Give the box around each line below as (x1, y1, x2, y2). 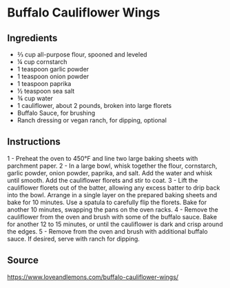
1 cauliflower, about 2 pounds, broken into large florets (17, 102, 172, 109)
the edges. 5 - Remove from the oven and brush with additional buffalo (7, 227, 208, 235)
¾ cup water (17, 94, 54, 102)
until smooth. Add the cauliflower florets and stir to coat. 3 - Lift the (7, 176, 198, 184)
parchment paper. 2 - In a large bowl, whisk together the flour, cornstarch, (7, 162, 218, 170)
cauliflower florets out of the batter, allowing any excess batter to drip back (7, 184, 220, 192)
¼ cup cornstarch (17, 58, 67, 66)
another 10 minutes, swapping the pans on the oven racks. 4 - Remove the (7, 205, 218, 214)
